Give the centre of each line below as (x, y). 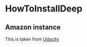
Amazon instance (33, 27)
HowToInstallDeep (44, 9)
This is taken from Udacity (32, 39)
